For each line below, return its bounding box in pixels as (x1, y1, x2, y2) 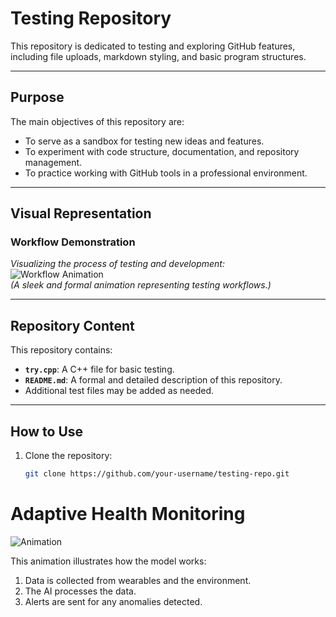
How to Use (10, 423, 84, 440)
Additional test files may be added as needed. (24, 385, 214, 397)
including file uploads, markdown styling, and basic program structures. (10, 50, 307, 62)
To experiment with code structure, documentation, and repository (24, 145, 300, 157)
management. (24, 156, 83, 168)
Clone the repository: (24, 450, 113, 462)
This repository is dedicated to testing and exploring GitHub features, (10, 40, 296, 52)
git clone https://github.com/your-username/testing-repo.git (24, 469, 290, 479)
